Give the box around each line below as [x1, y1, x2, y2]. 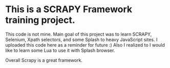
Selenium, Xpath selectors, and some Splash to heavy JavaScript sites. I [5, 37, 158, 43]
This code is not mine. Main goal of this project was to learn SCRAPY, [5, 31, 152, 37]
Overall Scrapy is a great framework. [5, 57, 83, 63]
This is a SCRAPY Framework [5, 4, 133, 15]
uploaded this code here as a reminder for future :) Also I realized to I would [5, 42, 165, 48]
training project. [5, 14, 75, 26]
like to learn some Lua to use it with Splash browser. [5, 47, 115, 53]
